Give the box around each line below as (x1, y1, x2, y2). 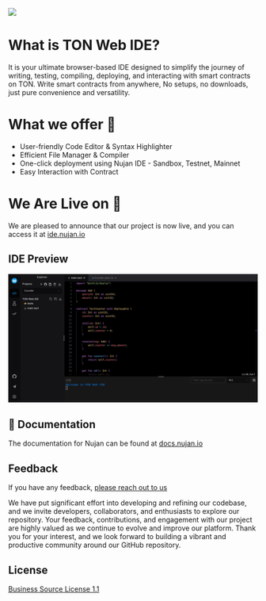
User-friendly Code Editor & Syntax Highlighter (19, 141, 173, 151)
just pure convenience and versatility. (8, 87, 131, 97)
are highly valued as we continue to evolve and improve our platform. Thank (8, 523, 256, 533)
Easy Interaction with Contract (19, 167, 119, 176)
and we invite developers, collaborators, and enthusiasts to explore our (8, 507, 240, 516)
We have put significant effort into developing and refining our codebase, (8, 498, 247, 507)
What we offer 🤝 (8, 116, 116, 134)
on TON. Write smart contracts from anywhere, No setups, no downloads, (8, 79, 249, 89)
